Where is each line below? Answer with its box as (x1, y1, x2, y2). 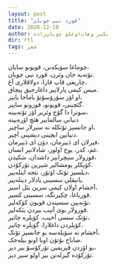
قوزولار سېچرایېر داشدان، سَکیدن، (8, 153, 97, 161)
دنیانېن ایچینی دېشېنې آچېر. (8, 130, 78, 139)
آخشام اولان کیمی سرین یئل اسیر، (8, 183, 98, 191)
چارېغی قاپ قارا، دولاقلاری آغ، (8, 78, 87, 86)
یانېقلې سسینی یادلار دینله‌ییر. (8, 175, 84, 184)
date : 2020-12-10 (8, 23, 59, 30)
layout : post (8, 10, 47, 18)
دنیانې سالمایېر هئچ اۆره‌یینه (8, 115, 79, 124)
